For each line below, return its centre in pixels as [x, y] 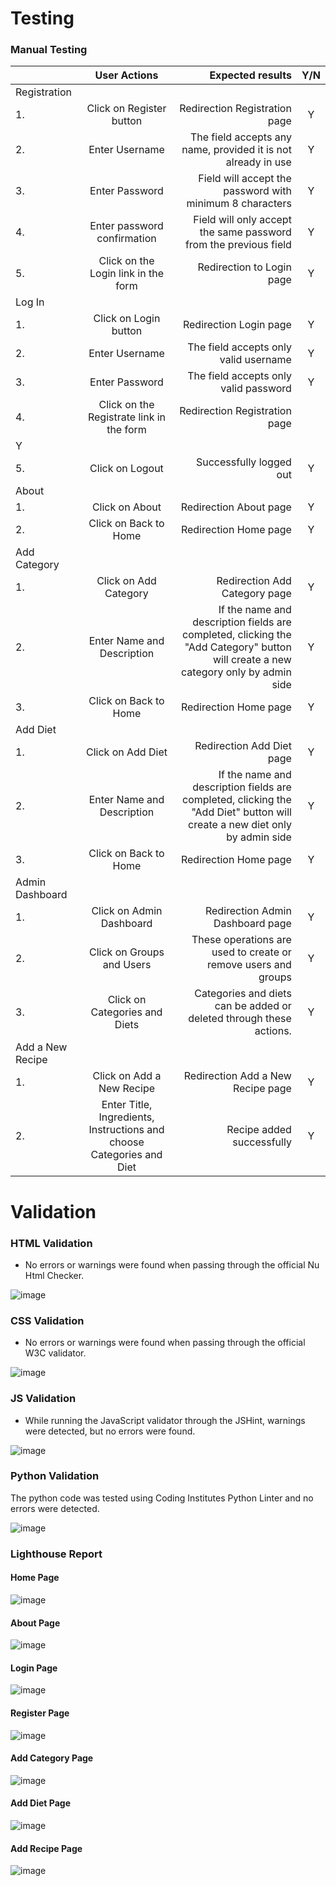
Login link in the [126, 274]
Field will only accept [242, 220]
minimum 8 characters [239, 204]
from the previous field [238, 245]
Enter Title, [127, 1105]
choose [127, 1142]
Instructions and [126, 1130]
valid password [256, 389]
